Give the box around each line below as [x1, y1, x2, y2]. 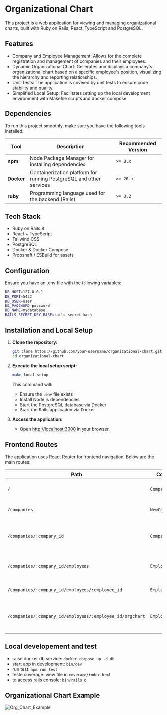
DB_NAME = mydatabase [5, 307, 46, 313]
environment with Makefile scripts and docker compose [12, 95, 127, 101]
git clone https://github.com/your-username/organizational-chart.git [12, 349, 162, 354]
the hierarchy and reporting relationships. [12, 74, 97, 80]
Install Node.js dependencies [19, 396, 80, 402]
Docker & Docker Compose [12, 247, 69, 253]
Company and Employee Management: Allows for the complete [12, 53, 142, 59]
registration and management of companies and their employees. [12, 58, 147, 64]
